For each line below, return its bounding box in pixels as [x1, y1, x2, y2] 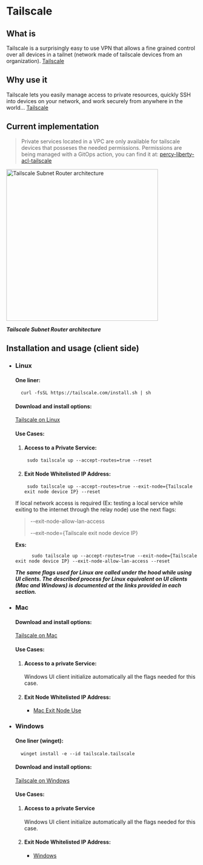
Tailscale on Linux [15, 416, 61, 423]
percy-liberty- [159, 150, 195, 158]
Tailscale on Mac [15, 632, 58, 639]
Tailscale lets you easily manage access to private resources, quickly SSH [6, 91, 191, 98]
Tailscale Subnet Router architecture [6, 326, 101, 333]
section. [15, 588, 37, 596]
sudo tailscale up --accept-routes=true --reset [27, 457, 153, 463]
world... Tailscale [6, 104, 48, 111]
